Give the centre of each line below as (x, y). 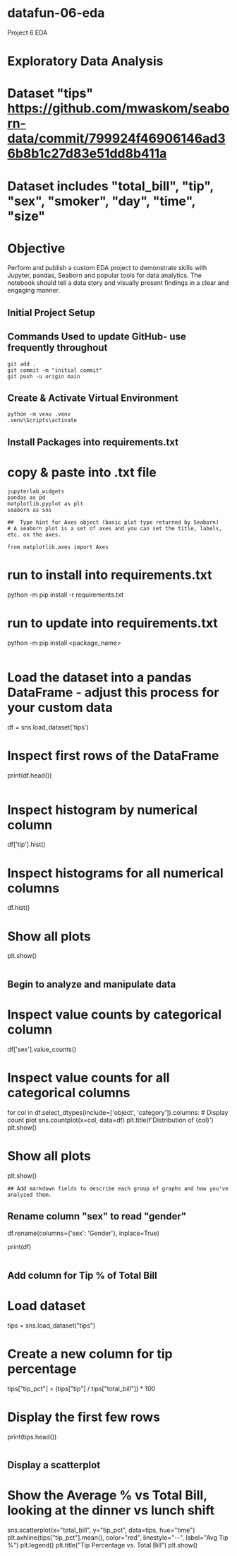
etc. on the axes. (34, 534)
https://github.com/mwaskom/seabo (119, 109)
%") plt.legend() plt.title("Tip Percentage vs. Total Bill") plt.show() (103, 1545)
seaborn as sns (30, 510)
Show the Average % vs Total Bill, (107, 1496)
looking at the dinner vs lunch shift (111, 1510)
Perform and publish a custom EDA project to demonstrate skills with (107, 268)
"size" (26, 216)
